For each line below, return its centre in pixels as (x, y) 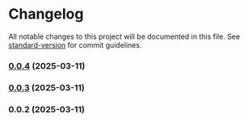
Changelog (46, 14)
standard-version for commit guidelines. (75, 44)
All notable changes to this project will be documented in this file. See (124, 36)
